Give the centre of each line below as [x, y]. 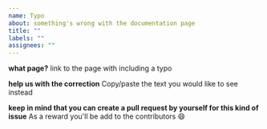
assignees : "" [32, 46]
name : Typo [26, 16]
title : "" [25, 30]
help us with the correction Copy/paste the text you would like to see [123, 84]
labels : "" [26, 38]
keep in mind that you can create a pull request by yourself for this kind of [133, 108]
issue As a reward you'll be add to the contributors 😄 [97, 116]
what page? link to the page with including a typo [90, 68]
